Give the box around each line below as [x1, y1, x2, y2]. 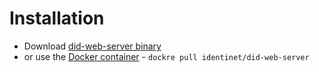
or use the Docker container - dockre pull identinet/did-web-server [23, 50, 310, 62]
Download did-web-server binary [23, 40, 162, 52]
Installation [9, 7, 105, 30]
